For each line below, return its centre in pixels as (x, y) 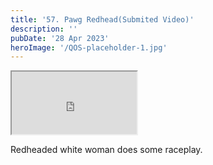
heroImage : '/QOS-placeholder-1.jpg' (89, 47)
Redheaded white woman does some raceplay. (106, 150)
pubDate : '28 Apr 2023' (60, 38)
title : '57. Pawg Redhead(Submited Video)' (102, 19)
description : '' (44, 29)
